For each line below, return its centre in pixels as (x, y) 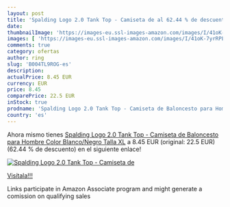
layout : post (26, 13)
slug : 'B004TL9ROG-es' (39, 64)
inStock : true (27, 102)
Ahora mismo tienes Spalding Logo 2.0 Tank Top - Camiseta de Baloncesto (113, 135)
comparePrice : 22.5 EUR (41, 96)
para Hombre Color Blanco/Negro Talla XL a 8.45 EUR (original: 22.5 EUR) (111, 141)
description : (26, 70)
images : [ (21, 39)
